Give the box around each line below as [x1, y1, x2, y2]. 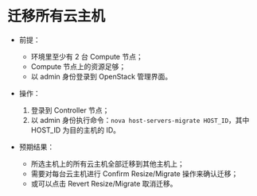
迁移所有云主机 [7, 7, 106, 25]
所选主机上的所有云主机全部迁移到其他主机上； [30, 159, 185, 168]
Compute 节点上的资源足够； [30, 61, 127, 71]
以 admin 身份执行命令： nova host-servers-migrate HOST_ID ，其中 [30, 115, 250, 125]
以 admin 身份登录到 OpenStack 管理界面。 [30, 71, 173, 81]
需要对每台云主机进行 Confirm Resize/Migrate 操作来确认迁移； [30, 168, 239, 179]
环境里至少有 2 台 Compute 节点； [30, 52, 144, 61]
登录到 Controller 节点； [30, 105, 110, 115]
